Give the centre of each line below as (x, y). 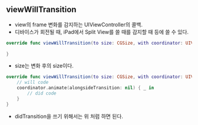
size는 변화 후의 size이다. (44, 66)
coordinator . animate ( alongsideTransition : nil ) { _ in (85, 88)
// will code (33, 82)
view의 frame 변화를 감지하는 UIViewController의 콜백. (79, 24)
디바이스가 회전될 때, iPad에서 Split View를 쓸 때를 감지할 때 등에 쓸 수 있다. (102, 32)
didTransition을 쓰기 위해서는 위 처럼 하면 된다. (69, 116)
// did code (42, 93)
